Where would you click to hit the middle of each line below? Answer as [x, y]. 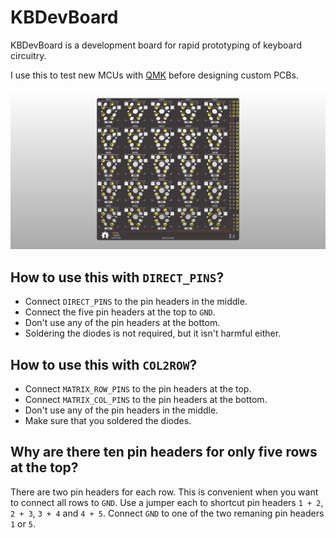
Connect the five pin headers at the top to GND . [120, 312]
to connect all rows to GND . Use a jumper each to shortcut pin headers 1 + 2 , [167, 502]
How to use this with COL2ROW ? [104, 364]
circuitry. [28, 55]
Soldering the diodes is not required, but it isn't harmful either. [153, 333]
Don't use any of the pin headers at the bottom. [122, 323]
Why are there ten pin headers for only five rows [164, 452]
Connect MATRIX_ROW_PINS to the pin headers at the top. [138, 388]
